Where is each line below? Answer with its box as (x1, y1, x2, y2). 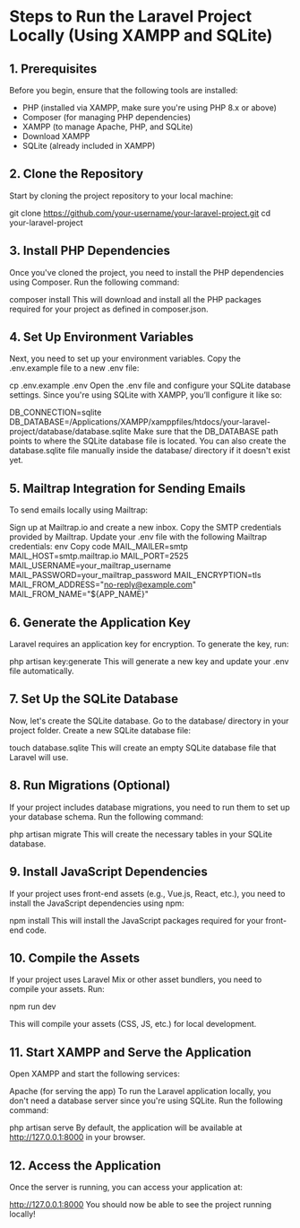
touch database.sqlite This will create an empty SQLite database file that (9, 742, 277, 753)
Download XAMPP (21, 131, 90, 141)
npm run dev (9, 1001, 56, 1012)
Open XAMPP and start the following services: (9, 1068, 181, 1079)
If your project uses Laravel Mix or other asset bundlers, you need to (9, 974, 262, 985)
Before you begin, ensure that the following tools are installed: (9, 85, 239, 95)
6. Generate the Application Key (9, 615, 191, 630)
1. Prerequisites (9, 61, 98, 76)
